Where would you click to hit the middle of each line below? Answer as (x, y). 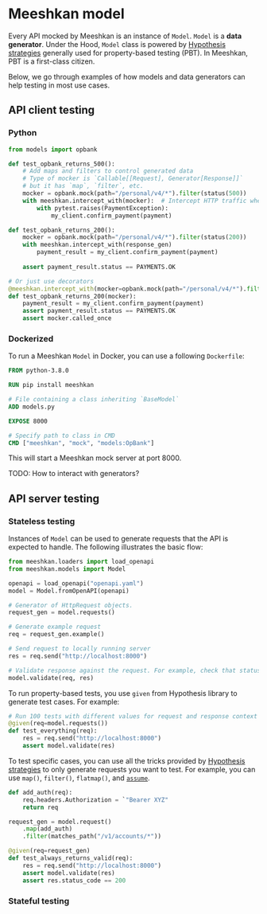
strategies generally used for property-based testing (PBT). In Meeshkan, (128, 53)
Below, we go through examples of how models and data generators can (127, 76)
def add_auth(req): (41, 792)
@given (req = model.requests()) (58, 724)
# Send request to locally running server (79, 649)
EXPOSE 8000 (28, 421)
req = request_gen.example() (56, 635)
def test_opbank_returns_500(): (62, 164)
